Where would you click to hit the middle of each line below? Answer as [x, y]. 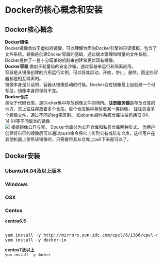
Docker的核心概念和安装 [54, 10]
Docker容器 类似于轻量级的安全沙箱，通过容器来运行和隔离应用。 [70, 66]
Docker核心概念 [29, 29]
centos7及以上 [20, 250]
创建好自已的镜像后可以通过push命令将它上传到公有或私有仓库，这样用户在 [80, 133]
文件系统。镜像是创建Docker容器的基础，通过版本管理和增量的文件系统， [78, 54]
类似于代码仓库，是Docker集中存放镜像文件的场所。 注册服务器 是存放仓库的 [80, 103]
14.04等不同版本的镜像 [27, 121]
